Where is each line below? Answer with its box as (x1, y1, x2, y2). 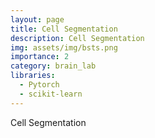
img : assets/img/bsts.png (10, 42, 118, 53)
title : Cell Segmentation (10, 24, 118, 34)
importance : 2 (10, 52, 70, 62)
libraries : (10, 71, 56, 81)
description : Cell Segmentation (10, 33, 145, 43)
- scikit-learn (19, 89, 83, 99)
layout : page (10, 14, 65, 25)
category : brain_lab (10, 61, 97, 71)
